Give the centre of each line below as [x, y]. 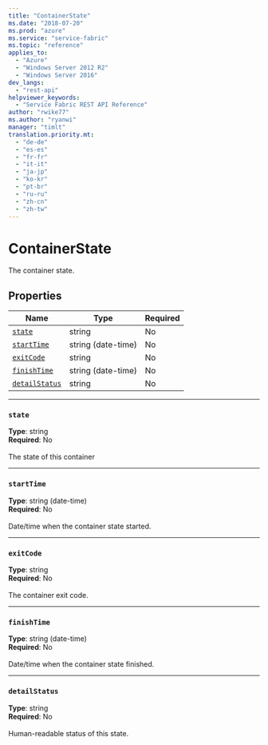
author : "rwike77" [39, 113]
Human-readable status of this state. [69, 733]
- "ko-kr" [32, 179]
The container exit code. [49, 596]
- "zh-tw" [32, 209]
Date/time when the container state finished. [81, 664]
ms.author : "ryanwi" [43, 120]
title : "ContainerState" [49, 16]
